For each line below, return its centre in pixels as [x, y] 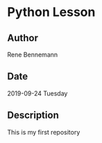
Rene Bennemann [33, 54]
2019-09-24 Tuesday [37, 93]
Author [23, 38]
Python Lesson [51, 12]
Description [33, 115]
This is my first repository [44, 132]
